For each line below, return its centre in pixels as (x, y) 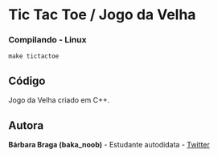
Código (27, 81)
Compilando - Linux (47, 40)
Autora (26, 125)
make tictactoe (34, 56)
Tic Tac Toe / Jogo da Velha (102, 15)
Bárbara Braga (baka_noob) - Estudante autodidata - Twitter (109, 145)
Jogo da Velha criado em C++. (59, 100)
